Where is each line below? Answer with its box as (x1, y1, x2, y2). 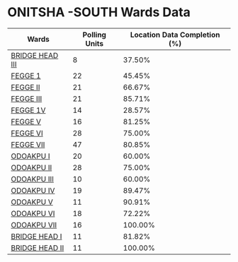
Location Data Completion (130, 30, 220, 40)
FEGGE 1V (11, 105, 46, 115)
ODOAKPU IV (11, 185, 55, 195)
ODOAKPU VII (11, 220, 57, 230)
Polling (82, 30, 106, 40)
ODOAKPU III (11, 174, 55, 184)
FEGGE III (11, 93, 42, 103)
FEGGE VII (11, 139, 45, 149)
